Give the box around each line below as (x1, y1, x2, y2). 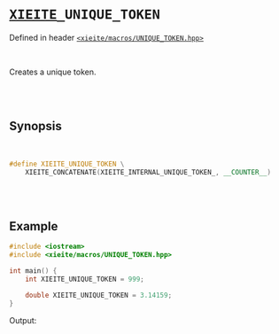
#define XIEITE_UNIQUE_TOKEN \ (9, 159, 125, 168)
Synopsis (9, 119, 62, 134)
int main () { (9, 267, 58, 276)
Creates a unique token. (9, 66, 97, 77)
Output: (9, 315, 37, 325)
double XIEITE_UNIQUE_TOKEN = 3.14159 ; (25, 291, 173, 299)
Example (9, 219, 58, 234)
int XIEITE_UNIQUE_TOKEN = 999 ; (25, 275, 144, 284)
